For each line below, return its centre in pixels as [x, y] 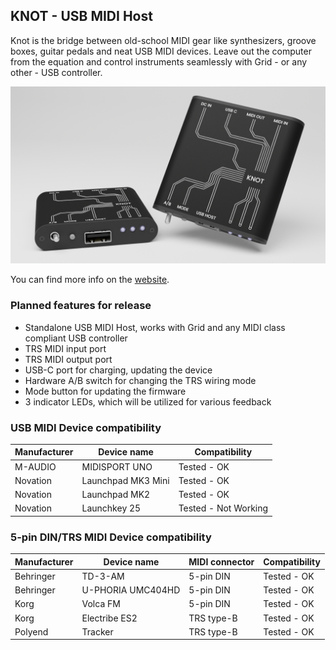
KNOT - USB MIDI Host [81, 16]
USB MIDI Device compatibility [86, 427]
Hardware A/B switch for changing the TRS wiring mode [140, 380]
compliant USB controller [76, 338]
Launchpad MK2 [116, 495]
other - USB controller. [56, 72]
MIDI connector [221, 561]
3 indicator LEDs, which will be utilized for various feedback [148, 401]
